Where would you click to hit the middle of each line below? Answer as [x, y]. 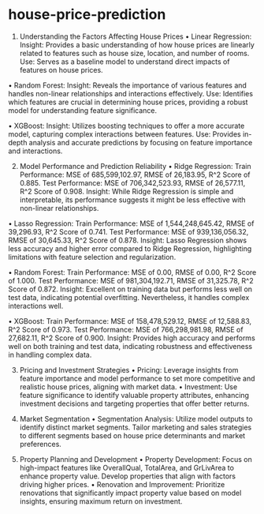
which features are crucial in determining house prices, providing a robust [128, 102]
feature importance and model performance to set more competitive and [137, 378]
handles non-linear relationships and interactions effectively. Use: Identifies [131, 93]
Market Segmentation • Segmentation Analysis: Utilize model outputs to [136, 418]
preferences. [40, 444]
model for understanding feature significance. [83, 110]
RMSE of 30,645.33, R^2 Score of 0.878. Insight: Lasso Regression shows [127, 240]
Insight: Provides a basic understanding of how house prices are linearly [137, 44]
